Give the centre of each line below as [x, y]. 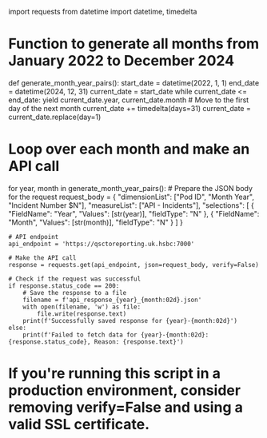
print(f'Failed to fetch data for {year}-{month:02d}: [116, 335]
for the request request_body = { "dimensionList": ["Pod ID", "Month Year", [131, 197]
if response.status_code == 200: [64, 286]
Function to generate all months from [134, 44]
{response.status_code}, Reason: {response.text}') [96, 342]
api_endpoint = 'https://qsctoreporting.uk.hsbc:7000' [102, 244]
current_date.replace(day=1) [55, 117]
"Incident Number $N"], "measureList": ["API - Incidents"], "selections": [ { [131, 205]
